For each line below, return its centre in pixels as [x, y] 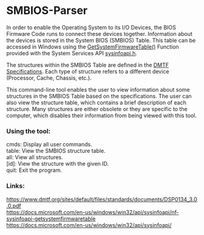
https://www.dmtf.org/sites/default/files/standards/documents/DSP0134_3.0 [102, 199]
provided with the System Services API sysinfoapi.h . [72, 53]
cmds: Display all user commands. [49, 145]
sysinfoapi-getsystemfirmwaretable [51, 219]
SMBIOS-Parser [47, 11]
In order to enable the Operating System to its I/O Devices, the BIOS [91, 27]
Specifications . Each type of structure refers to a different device [88, 71]
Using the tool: [28, 131]
